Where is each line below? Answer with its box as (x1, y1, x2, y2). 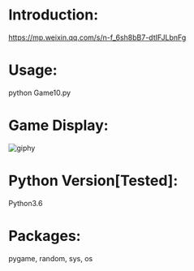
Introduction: (8, 6, 99, 24)
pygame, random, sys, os (8, 253, 93, 263)
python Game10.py (8, 88, 71, 97)
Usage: (8, 61, 58, 80)
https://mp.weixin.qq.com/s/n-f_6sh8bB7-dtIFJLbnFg (8, 32, 187, 42)
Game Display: (8, 116, 109, 135)
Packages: (8, 226, 81, 245)
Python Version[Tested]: (8, 172, 179, 190)
